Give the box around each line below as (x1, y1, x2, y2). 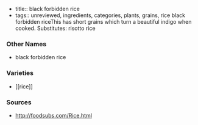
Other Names (6, 40, 47, 48)
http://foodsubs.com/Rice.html (15, 112, 93, 119)
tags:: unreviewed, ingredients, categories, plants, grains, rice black (15, 12, 186, 19)
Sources (6, 98, 32, 106)
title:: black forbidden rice (15, 5, 80, 12)
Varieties (6, 69, 34, 77)
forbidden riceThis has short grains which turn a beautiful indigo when (15, 18, 192, 25)
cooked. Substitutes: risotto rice (15, 24, 96, 32)
